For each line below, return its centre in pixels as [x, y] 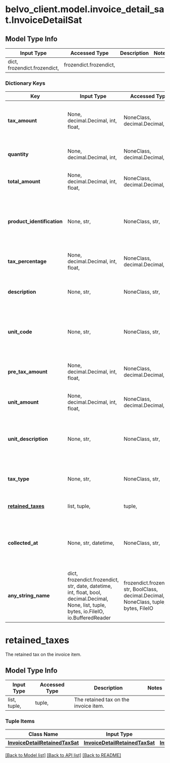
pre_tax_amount [28, 372]
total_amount [24, 182]
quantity [18, 154]
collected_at [23, 543]
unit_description [28, 439]
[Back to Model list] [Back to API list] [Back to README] [63, 755]
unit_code [20, 332]
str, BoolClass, [141, 589]
